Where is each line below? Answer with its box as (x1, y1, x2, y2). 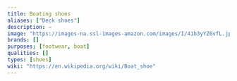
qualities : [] (7, 50, 49, 57)
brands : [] (7, 37, 39, 44)
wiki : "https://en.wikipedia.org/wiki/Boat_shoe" (7, 63, 157, 70)
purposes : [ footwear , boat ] (7, 43, 90, 50)
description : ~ (7, 23, 52, 30)
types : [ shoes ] (7, 56, 52, 63)
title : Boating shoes (7, 10, 71, 18)
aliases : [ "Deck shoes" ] (7, 17, 80, 24)
